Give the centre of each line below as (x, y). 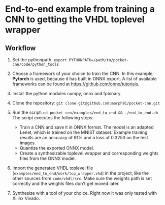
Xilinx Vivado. (26, 198)
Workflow (20, 48)
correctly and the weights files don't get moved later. (66, 183)
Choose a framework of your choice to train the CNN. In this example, (83, 74)
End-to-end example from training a (80, 9)
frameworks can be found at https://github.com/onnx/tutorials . (76, 84)
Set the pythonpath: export (40, 60)
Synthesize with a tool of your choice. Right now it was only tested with (84, 193)
